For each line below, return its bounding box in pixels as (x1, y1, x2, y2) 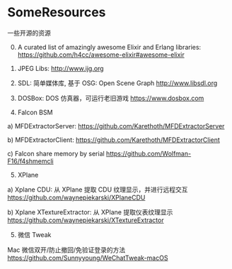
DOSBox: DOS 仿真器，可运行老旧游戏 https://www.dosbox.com (17, 94, 204, 102)
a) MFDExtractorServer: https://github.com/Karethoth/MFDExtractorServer (7, 121, 225, 130)
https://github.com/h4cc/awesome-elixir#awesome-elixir (17, 50, 185, 59)
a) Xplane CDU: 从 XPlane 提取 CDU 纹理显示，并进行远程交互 (7, 185, 189, 194)
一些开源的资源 (7, 28, 51, 37)
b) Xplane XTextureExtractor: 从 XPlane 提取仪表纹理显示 (7, 207, 173, 216)
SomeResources (7, 4, 106, 21)
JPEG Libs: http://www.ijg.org (17, 64, 104, 72)
